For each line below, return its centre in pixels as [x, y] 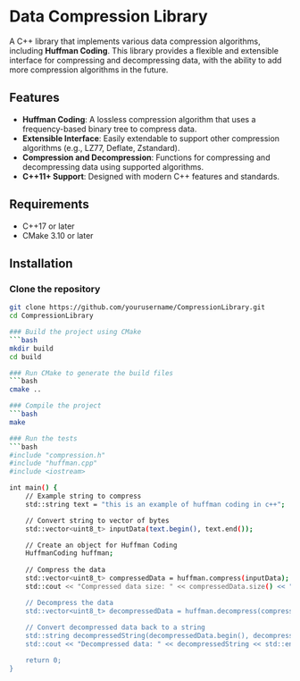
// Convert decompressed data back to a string [115, 627]
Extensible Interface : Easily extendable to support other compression [150, 138]
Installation [41, 263]
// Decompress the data [70, 602]
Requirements [49, 204]
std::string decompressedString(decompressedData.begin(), [137, 636]
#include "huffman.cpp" [54, 463]
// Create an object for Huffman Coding [101, 545]
